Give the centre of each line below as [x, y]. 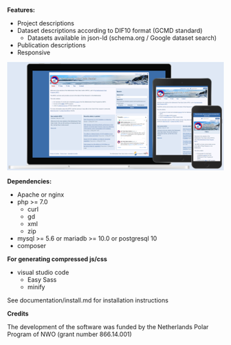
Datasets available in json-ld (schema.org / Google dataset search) [122, 38]
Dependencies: [30, 181]
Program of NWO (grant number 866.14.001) [69, 334]
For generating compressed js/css [57, 259]
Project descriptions [45, 23]
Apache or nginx [41, 194]
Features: [21, 10]
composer [32, 246]
